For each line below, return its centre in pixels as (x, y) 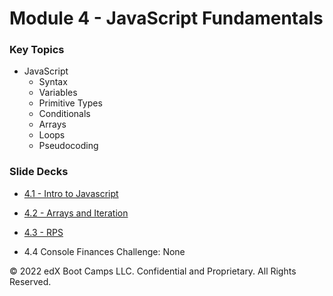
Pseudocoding (68, 146)
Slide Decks (39, 172)
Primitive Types (70, 103)
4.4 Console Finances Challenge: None (104, 251)
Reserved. (30, 281)
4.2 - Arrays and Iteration (76, 213)
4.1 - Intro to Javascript (71, 193)
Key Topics (37, 50)
